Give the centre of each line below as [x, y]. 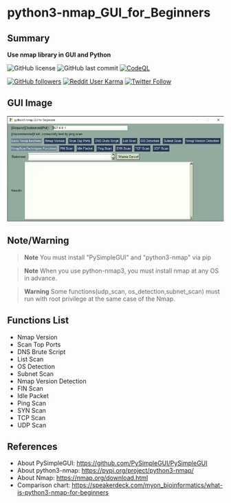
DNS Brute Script [41, 352]
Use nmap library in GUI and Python [59, 55]
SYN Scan [32, 410]
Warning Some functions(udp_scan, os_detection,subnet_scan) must [122, 291]
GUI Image [30, 103]
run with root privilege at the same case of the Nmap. [99, 299]
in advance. [41, 278]
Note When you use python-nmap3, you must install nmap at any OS [121, 270]
